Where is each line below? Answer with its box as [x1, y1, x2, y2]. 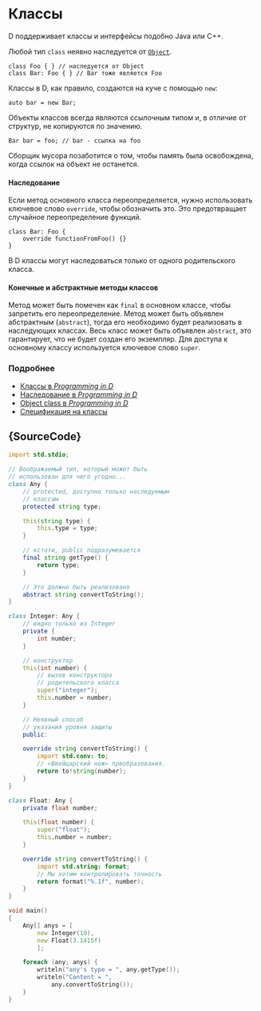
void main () [8, 907, 48, 915]
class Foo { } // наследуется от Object [8, 62, 145, 70]
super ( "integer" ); [37, 686, 98, 694]
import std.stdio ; [8, 451, 69, 459]
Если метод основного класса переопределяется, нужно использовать [8, 195, 253, 205]
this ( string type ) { [22, 517, 91, 525]
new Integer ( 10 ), [37, 929, 94, 937]
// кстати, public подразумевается [22, 546, 141, 554]
